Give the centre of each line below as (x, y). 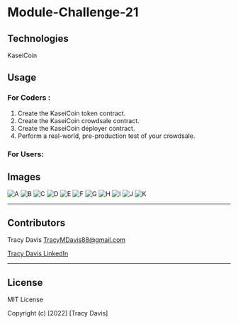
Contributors (36, 222)
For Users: (25, 154)
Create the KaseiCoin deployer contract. (76, 128)
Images (24, 177)
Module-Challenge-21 (73, 12)
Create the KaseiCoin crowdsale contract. (78, 120)
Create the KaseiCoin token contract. (72, 113)
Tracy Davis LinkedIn (38, 254)
